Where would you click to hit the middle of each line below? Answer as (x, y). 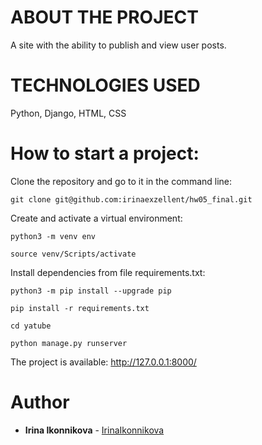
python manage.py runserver (69, 343)
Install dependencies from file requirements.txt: (108, 272)
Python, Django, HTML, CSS (68, 113)
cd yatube (31, 326)
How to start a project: (105, 153)
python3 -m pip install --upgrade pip (91, 291)
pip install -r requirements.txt (80, 308)
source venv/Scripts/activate (73, 254)
